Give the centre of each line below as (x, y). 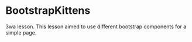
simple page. (21, 32)
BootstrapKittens (48, 11)
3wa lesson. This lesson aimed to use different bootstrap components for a (96, 26)
